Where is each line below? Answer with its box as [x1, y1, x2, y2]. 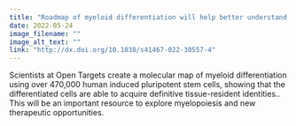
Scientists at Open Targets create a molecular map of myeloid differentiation [9, 70, 287, 80]
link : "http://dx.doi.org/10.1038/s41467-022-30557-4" [9, 46, 216, 55]
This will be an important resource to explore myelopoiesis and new [9, 98, 256, 108]
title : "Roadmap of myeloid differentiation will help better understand [9, 12, 288, 22]
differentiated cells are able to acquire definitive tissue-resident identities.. [9, 89, 281, 100]
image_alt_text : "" [9, 37, 82, 47]
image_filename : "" [9, 29, 82, 38]
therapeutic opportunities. [9, 107, 105, 118]
